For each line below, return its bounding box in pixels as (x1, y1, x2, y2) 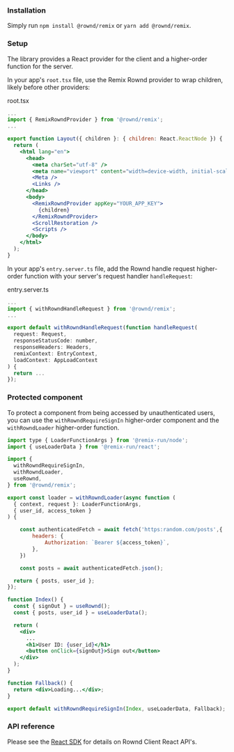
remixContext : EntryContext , (13, 350, 98, 357)
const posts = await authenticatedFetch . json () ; (19, 565, 164, 572)
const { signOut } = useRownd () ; (13, 603, 111, 610)
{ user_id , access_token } (13, 507, 92, 514)
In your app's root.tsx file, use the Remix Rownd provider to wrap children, (7, 75, 224, 84)
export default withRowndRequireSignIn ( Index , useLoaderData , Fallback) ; (7, 705, 226, 712)
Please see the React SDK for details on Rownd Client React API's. (7, 737, 197, 746)
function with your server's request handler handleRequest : (24, 272, 193, 280)
